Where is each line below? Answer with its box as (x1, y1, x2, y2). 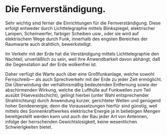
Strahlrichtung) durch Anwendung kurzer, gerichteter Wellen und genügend (5, 97, 161, 103)
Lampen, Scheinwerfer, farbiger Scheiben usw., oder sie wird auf (5, 30, 139, 36)
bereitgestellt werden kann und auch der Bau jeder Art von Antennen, (5, 113, 148, 119)
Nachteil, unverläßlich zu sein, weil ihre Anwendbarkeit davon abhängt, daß (5, 56, 160, 62)
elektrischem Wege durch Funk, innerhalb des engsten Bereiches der (5, 36, 148, 42)
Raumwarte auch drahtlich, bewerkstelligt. (5, 41, 92, 47)
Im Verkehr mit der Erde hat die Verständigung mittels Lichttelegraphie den (5, 51, 159, 57)
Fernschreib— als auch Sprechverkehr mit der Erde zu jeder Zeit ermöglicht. (5, 76, 162, 82)
